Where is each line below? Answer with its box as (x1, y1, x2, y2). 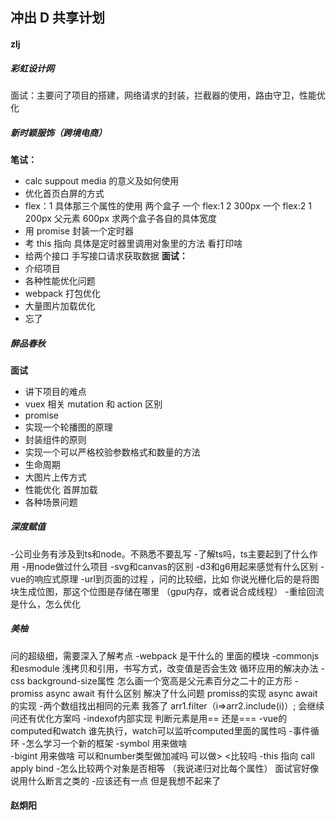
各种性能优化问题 (24, 274, 96, 287)
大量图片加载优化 (24, 299, 96, 312)
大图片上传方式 (24, 471, 87, 483)
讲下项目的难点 (24, 385, 87, 397)
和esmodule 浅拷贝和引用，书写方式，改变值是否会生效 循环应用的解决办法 (10, 662, 319, 674)
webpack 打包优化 (24, 287, 101, 299)
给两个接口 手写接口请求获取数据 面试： (24, 249, 188, 262)
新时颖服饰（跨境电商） (10, 126, 107, 138)
